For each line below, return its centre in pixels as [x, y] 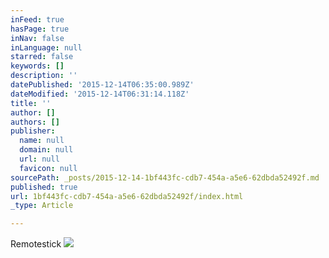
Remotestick [36, 244]
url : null [39, 159]
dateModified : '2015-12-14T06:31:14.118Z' [100, 94]
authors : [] [35, 122]
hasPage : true [40, 29]
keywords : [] [37, 66]
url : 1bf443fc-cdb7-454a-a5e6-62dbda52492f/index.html [127, 196]
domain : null [46, 150]
